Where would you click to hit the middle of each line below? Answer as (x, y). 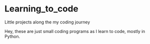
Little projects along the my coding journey (47, 22)
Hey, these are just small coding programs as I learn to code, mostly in (75, 31)
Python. (12, 36)
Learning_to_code (42, 9)
